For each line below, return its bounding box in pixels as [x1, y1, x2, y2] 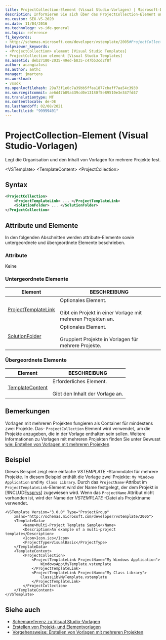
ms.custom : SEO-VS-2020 [5, 16, 54, 21]
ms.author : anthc [5, 67, 41, 72]
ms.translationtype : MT [5, 95, 54, 99]
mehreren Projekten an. [60, 315, 115, 322]
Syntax [5, 181, 28, 189]
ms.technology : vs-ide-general [5, 26, 70, 31]
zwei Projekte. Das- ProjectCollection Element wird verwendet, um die [5, 425, 151, 431]
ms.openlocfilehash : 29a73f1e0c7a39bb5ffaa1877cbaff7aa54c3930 [5, 85, 138, 91]
